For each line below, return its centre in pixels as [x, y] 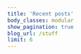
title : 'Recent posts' [40, 14]
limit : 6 [20, 40]
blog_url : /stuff [33, 33]
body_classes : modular [40, 20]
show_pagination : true [40, 27]
